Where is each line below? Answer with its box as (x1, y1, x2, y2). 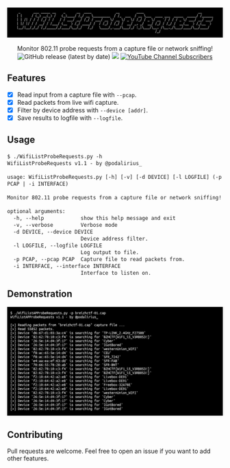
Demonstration (7, 288, 73, 300)
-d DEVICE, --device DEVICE (13, 228, 94, 235)
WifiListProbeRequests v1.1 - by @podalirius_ (7, 160, 142, 167)
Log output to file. (80, 249, 139, 256)
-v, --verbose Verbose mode (13, 221, 118, 228)
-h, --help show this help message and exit (13, 214, 176, 221)
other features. (7, 454, 49, 463)
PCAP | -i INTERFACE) (7, 180, 69, 187)
